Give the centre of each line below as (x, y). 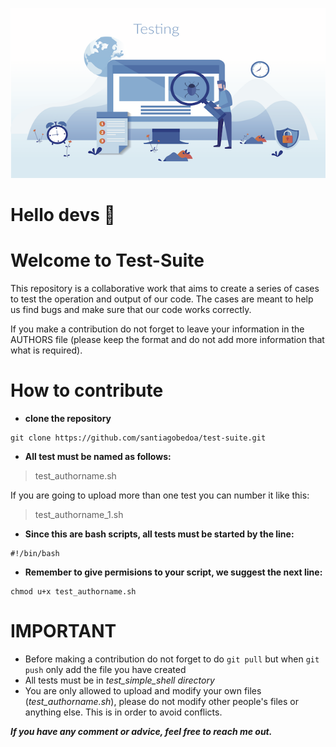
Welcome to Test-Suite (107, 260)
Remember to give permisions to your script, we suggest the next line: (173, 572)
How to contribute (87, 390)
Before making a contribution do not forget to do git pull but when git (172, 659)
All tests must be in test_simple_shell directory (119, 680)
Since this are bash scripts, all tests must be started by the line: (159, 534)
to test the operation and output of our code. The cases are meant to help (162, 299)
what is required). (46, 350)
